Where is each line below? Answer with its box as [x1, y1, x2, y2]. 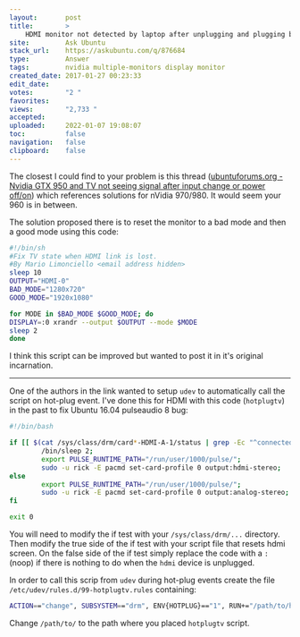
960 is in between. [9, 199, 78, 210]
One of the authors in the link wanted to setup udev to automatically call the [9, 386, 286, 396]
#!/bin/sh [9, 243, 46, 252]
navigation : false [9, 138, 87, 147]
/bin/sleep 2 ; [41, 446, 94, 455]
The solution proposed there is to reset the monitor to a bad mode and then [9, 217, 287, 227]
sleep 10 [9, 268, 42, 277]
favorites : [9, 96, 50, 106]
